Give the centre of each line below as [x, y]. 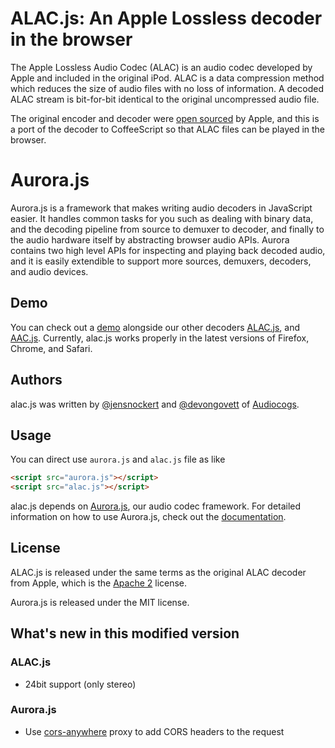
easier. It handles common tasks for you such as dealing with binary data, [162, 218]
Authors [36, 380]
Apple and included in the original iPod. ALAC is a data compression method [167, 78]
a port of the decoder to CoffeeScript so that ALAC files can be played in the [168, 129]
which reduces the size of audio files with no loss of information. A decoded [167, 88]
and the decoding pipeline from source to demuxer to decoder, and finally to [167, 229]
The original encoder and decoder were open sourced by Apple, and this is [165, 118]
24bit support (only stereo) [80, 684]
